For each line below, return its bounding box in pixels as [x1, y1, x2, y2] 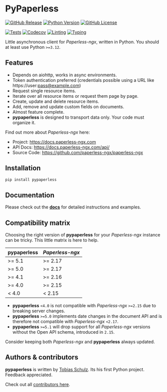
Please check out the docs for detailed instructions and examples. [5, 204, 141, 210]
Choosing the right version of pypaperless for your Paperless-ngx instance [5, 232, 161, 238]
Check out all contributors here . [5, 381, 71, 387]
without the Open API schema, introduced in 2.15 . [12, 329, 115, 335]
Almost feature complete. [12, 109, 65, 115]
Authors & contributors [5, 353, 79, 362]
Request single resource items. [12, 88, 76, 94]
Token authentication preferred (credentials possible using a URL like [12, 77, 155, 83]
